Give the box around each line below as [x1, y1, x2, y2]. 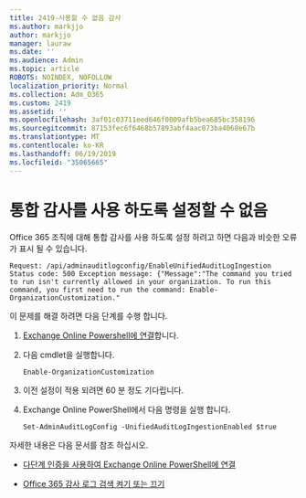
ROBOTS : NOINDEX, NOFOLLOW [9, 73, 112, 82]
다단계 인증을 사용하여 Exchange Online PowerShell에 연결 [22, 459, 236, 471]
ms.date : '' [9, 48, 55, 57]
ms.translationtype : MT [9, 132, 100, 142]
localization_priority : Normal [9, 81, 129, 90]
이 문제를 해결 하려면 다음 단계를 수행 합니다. [9, 311, 168, 322]
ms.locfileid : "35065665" [9, 157, 108, 167]
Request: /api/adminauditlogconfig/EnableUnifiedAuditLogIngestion [9, 261, 272, 270]
